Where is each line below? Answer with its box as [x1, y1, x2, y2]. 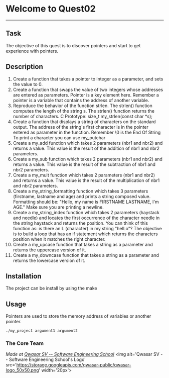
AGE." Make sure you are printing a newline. [13, 204, 104, 210]
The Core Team [6, 340, 44, 347]
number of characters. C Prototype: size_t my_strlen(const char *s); [13, 113, 152, 119]
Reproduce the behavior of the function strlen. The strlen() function [13, 103, 152, 109]
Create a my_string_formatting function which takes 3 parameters [13, 188, 148, 194]
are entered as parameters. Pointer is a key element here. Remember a [13, 91, 159, 98]
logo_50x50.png [6, 367, 39, 373]
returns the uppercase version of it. [13, 247, 86, 253]
